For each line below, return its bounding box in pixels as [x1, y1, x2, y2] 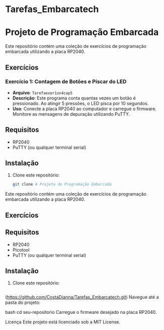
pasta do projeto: [5, 299, 41, 305]
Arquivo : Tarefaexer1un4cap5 [12, 90, 73, 96]
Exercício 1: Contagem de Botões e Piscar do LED [5, 78, 127, 85]
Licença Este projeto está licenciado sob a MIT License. [5, 319, 120, 325]
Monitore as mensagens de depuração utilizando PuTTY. [12, 111, 130, 117]
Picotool [12, 246, 30, 253]
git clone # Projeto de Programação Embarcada [12, 182, 112, 187]
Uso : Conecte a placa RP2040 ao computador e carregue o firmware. [12, 106, 157, 112]
